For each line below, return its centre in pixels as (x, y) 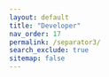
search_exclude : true (49, 50)
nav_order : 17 (35, 34)
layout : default (39, 17)
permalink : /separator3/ (55, 42)
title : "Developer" (45, 26)
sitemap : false (37, 58)
